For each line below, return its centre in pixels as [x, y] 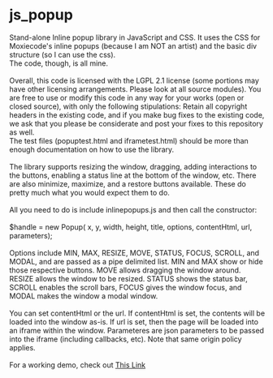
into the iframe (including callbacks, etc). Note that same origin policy [126, 339]
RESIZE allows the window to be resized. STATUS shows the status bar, [128, 278]
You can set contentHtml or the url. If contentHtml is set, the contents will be [137, 313]
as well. [22, 132]
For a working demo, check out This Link [77, 365]
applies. [22, 347]
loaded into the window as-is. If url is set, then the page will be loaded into [134, 321]
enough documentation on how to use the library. [92, 149]
